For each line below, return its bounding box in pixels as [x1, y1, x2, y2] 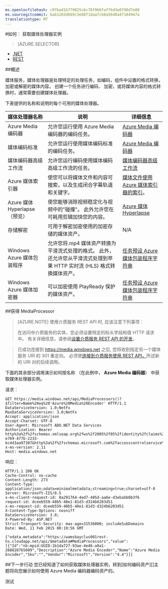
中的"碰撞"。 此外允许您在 [52, 206, 114, 213]
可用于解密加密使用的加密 [47, 223, 108, 230]
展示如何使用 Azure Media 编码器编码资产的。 [22, 568, 117, 574]
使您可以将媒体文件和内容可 [47, 174, 113, 181]
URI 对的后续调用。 [23, 359, 62, 365]
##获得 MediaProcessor [5, 308, 55, 314]
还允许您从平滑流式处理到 [47, 255, 108, 262]
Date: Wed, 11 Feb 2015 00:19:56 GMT [5, 526, 84, 531]
